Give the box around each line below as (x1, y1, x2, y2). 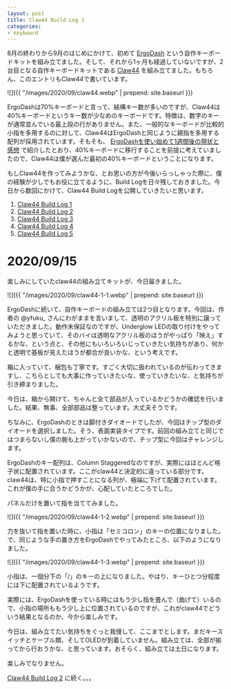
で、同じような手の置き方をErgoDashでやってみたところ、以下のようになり (7, 535, 222, 544)
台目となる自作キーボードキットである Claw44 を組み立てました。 (7, 66, 195, 74)
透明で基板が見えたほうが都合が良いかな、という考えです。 (12, 349, 182, 357)
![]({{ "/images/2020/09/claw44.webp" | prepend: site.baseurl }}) (7, 89, 193, 97)
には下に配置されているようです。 (7, 581, 103, 589)
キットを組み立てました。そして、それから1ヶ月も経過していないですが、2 (12, 58, 224, 66)
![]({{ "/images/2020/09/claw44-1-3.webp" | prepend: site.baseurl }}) (7, 558, 205, 566)
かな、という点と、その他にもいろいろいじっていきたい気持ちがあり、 (12, 340, 212, 348)
